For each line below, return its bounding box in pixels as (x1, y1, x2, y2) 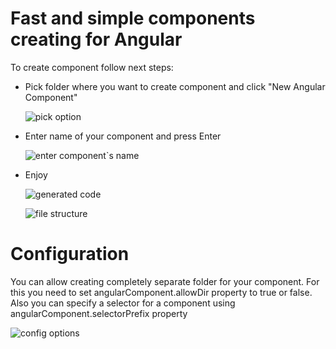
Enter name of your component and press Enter (24, 130, 222, 142)
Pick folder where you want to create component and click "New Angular (24, 80, 326, 92)
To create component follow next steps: (10, 61, 174, 73)
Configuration (10, 243, 130, 266)
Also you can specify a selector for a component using (10, 297, 236, 309)
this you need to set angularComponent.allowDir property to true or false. (10, 286, 313, 298)
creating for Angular (10, 28, 183, 51)
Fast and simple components (10, 7, 256, 30)
